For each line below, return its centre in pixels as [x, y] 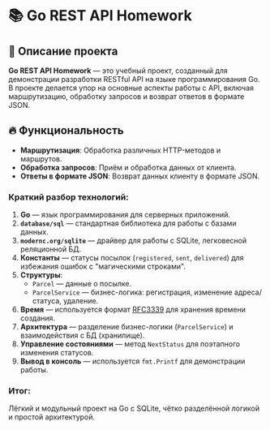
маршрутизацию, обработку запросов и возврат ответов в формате [126, 97]
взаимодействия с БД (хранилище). [82, 335]
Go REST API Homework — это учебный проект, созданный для [118, 71]
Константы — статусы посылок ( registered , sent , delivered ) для [132, 258]
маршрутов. [41, 158]
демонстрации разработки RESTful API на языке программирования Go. [135, 79]
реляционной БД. [51, 249]
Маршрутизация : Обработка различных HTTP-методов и [120, 150]
